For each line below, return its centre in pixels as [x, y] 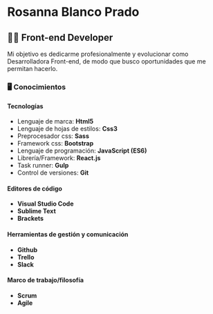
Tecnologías [25, 106]
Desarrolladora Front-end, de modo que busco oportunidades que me [106, 61]
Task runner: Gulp [43, 166]
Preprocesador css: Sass [53, 136]
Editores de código [35, 188]
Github [27, 250]
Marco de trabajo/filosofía [46, 280]
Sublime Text [37, 211]
